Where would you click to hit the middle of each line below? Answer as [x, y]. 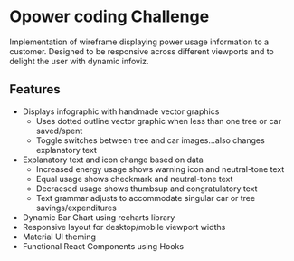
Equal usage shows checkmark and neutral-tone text [134, 179]
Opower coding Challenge [109, 17]
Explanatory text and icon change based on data [113, 159]
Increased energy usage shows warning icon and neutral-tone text [160, 169]
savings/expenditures [76, 208]
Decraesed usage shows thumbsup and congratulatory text [147, 188]
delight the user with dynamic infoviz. [79, 61]
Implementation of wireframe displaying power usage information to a [139, 42]
